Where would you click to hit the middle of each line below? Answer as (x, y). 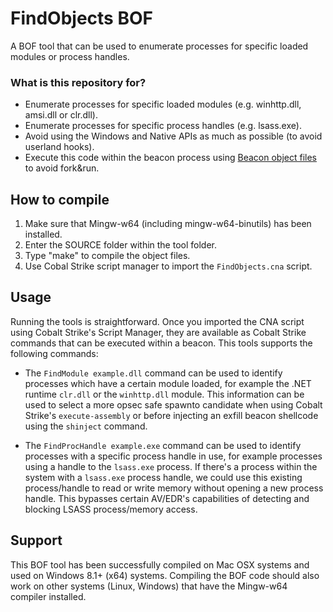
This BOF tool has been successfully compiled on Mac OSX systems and (160, 564)
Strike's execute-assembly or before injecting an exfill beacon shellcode (171, 415)
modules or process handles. (70, 56)
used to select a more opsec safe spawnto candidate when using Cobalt (173, 404)
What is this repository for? (78, 82)
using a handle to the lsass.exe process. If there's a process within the (171, 466)
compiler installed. (48, 596)
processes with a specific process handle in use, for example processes (173, 456)
